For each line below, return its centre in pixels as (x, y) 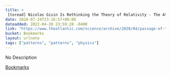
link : (11, 29)
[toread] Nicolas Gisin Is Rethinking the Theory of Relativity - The (84, 15)
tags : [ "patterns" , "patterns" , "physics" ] (52, 43)
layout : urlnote (22, 39)
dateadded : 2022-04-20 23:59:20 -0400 (46, 24)
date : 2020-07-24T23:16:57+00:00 (41, 19)
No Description (21, 57)
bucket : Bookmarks (25, 33)
